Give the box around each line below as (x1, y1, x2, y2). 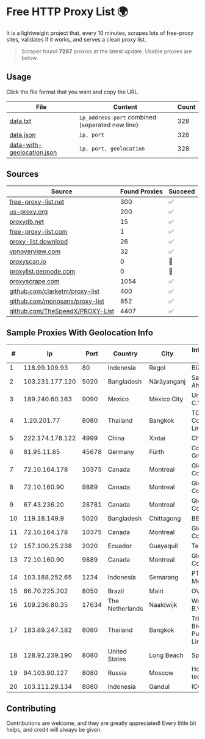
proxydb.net (9, 217, 45, 226)
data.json (9, 130, 36, 139)
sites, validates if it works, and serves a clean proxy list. (6, 35, 146, 43)
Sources (6, 169, 39, 179)
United (107, 647, 127, 656)
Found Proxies (120, 187, 163, 196)
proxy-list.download (9, 237, 68, 245)
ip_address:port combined (79, 113, 157, 121)
